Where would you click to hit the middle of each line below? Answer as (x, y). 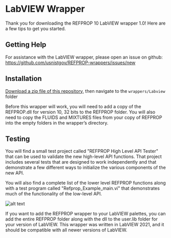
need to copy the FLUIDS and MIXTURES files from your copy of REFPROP (84, 117)
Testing (18, 139)
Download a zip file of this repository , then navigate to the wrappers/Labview (85, 91)
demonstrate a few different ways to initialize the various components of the (86, 168)
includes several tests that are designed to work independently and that (81, 162)
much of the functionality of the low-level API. (54, 194)
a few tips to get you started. (36, 28)
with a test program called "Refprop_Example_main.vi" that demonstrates (83, 188)
